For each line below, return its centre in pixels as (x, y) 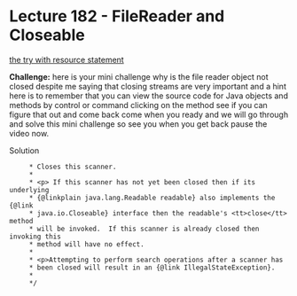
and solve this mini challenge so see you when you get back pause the (138, 124)
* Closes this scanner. (73, 167)
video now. (29, 133)
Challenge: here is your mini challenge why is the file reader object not (139, 76)
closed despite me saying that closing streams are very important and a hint (148, 86)
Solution (24, 150)
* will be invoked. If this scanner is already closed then (144, 229)
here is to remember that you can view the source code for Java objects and (148, 96)
